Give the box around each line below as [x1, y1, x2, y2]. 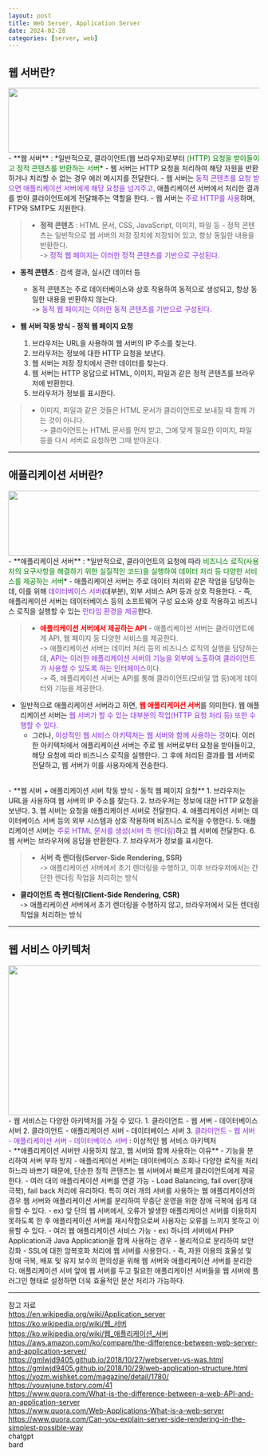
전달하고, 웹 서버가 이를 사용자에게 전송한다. [31, 760, 169, 770]
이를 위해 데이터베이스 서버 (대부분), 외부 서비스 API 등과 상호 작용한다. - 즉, [18, 586, 253, 596]
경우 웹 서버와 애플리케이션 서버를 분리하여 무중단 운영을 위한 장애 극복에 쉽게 [8, 1195, 249, 1205]
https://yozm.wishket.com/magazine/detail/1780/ [8, 1371, 169, 1381]
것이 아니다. [48, 415, 85, 425]
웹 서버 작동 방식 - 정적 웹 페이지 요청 [19, 322, 134, 331]
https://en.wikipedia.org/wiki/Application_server [8, 1309, 166, 1318]
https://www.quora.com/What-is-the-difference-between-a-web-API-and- [8, 1389, 254, 1398]
